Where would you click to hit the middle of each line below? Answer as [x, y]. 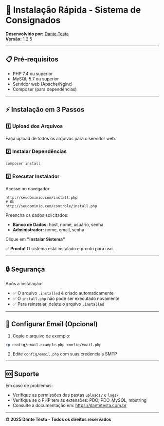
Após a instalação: [24, 283]
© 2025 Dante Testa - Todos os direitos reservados [58, 419]
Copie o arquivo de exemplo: [41, 336]
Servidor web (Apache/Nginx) [43, 84]
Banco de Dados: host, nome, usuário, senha [58, 224]
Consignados [33, 20]
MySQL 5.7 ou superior [36, 79]
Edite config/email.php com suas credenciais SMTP [65, 354]
